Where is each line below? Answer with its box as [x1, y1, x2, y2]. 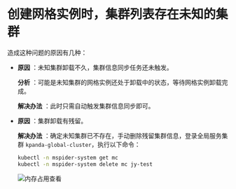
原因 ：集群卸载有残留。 [17, 116, 88, 125]
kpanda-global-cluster [25, 141, 92, 148]
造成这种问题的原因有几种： [7, 48, 88, 57]
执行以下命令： [97, 140, 141, 148]
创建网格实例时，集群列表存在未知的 [7, 6, 216, 22]
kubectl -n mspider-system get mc [17, 154, 118, 161]
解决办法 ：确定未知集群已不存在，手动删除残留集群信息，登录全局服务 [17, 131, 222, 140]
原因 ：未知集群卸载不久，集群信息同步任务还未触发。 [17, 63, 173, 71]
